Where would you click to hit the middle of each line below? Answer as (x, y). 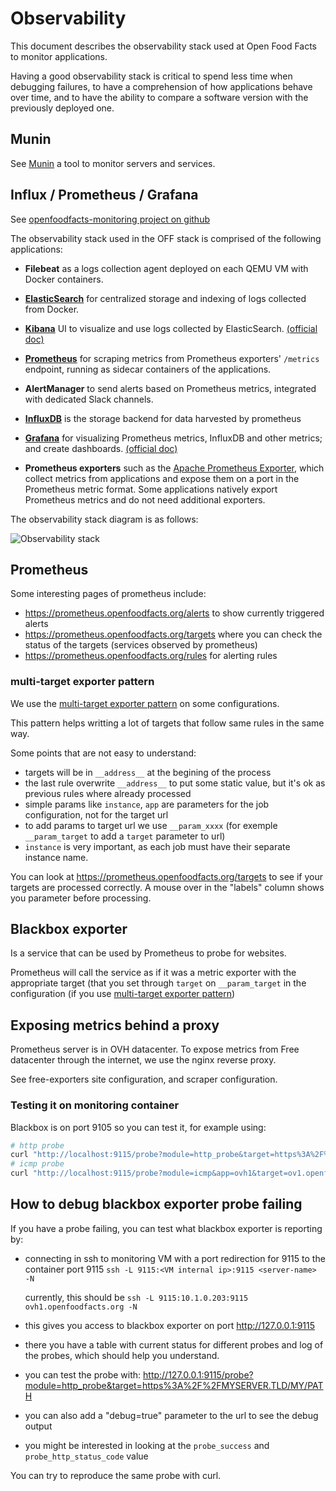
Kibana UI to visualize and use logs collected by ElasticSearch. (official (171, 328)
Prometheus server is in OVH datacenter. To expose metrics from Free (155, 1049)
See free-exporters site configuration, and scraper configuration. (144, 1079)
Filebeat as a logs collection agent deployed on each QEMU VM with (166, 268)
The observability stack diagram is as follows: (104, 519)
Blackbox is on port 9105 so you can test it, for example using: (138, 1127)
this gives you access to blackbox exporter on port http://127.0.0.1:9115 (170, 1325)
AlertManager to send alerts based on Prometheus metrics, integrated (170, 388)
